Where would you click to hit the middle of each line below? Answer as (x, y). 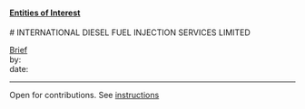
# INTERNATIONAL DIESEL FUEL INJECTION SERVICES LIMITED (130, 32)
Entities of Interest (45, 13)
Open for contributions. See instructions (84, 95)
